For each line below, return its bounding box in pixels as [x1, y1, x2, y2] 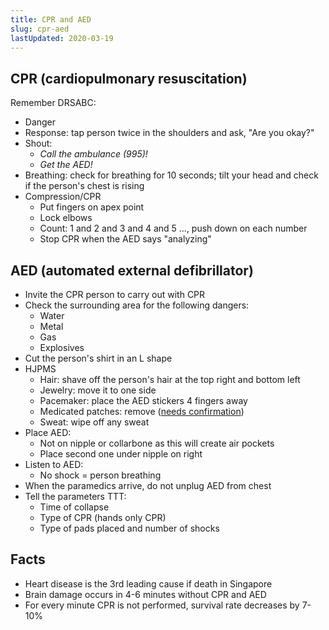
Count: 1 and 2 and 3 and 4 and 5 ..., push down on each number [39, 222, 308, 235]
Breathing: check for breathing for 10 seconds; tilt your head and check [24, 169, 319, 181]
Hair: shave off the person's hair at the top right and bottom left [39, 374, 301, 385]
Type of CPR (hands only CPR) [39, 512, 167, 523]
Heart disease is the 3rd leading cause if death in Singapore [24, 577, 273, 590]
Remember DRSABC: [10, 97, 97, 109]
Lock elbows [39, 212, 93, 224]
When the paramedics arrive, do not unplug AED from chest [24, 480, 272, 491]
